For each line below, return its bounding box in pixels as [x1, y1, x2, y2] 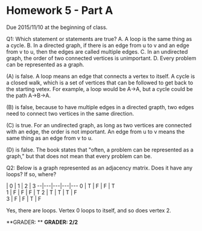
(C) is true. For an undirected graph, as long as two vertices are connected [6, 121, 192, 128]
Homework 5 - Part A [6, 4, 113, 17]
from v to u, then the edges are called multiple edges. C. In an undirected [6, 48, 188, 55]
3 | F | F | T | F [6, 195, 42, 202]
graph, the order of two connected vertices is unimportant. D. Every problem [6, 54, 197, 62]
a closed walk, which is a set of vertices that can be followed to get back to [6, 79, 194, 86]
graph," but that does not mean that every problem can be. [6, 152, 153, 160]
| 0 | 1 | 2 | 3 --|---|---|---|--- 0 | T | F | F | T [6, 182, 116, 189]
